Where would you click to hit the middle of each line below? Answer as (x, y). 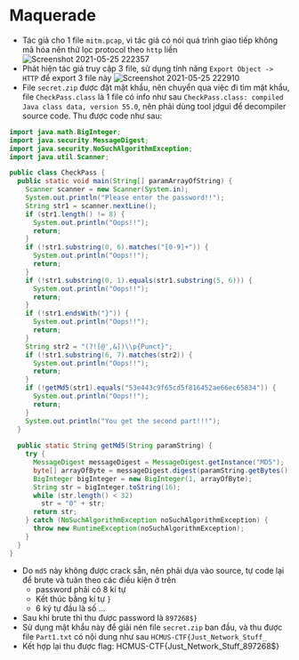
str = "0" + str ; (73, 503)
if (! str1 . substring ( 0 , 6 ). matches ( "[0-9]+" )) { (117, 247)
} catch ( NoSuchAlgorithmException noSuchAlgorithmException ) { (147, 520)
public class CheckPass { (57, 173)
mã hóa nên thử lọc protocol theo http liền (100, 49)
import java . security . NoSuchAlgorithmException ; (101, 149)
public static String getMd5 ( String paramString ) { (115, 446)
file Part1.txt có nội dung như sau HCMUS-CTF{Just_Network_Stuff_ (144, 636)
